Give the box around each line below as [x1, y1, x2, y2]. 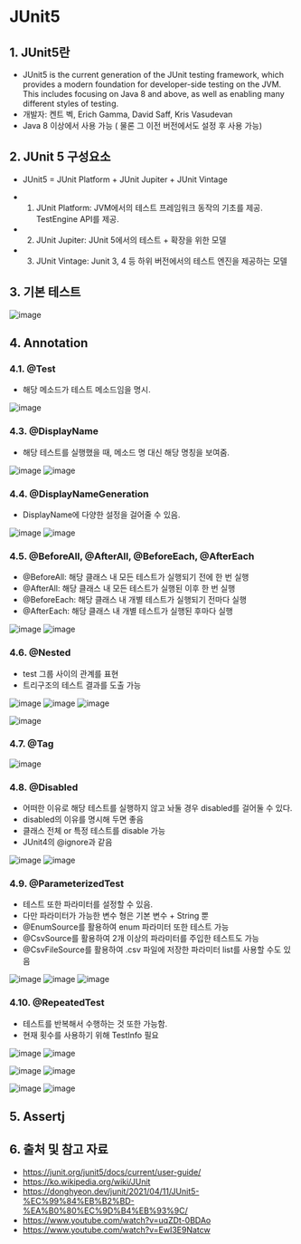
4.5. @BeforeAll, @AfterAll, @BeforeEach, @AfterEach [9, 550, 255, 563]
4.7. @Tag [9, 738, 54, 750]
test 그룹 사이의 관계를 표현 [22, 668, 119, 679]
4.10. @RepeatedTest [9, 997, 105, 1009]
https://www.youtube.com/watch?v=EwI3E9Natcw [22, 1224, 211, 1235]
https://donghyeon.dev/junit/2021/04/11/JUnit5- [22, 1185, 200, 1197]
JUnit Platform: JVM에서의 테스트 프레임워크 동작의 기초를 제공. [35, 202, 264, 213]
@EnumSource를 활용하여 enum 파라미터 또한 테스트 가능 [22, 921, 230, 932]
